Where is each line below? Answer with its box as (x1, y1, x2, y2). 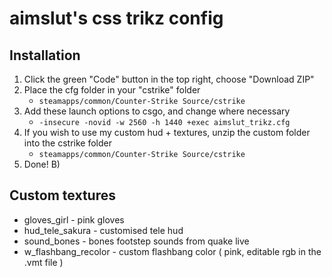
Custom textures (9, 187, 116, 204)
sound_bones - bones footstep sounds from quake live (23, 235, 250, 247)
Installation (9, 47, 81, 64)
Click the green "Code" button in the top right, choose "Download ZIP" (23, 73, 315, 85)
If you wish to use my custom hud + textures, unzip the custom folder (23, 127, 311, 138)
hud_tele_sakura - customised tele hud (23, 224, 184, 236)
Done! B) (23, 158, 61, 170)
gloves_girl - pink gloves (23, 213, 125, 226)
